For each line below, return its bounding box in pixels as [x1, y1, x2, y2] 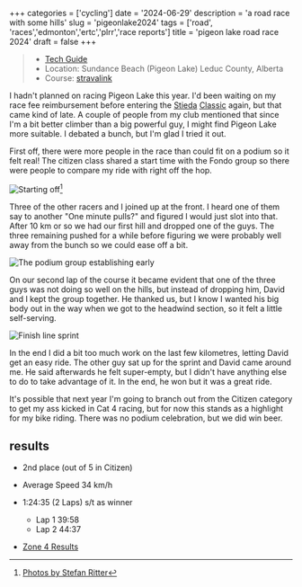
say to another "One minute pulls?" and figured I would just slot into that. [9, 210, 279, 221]
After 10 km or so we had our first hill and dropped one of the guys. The [9, 220, 275, 231]
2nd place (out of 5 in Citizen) [22, 462, 133, 473]
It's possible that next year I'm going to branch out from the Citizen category [9, 393, 293, 404]
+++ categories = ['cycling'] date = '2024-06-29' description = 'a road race [9, 8, 290, 18]
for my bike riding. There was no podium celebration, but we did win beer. [9, 413, 283, 423]
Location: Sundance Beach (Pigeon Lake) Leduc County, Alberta [44, 63, 284, 74]
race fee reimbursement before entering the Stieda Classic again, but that [9, 100, 282, 111]
